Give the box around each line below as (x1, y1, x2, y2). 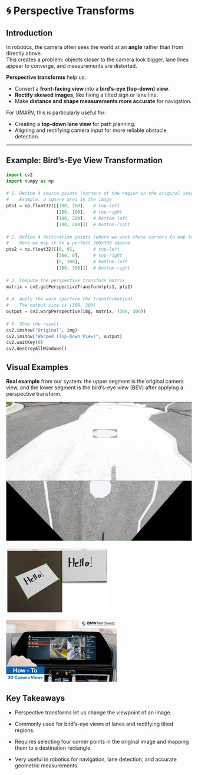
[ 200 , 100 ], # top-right (56, 209, 123, 216)
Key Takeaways (6, 693, 65, 703)
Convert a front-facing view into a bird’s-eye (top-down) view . (14, 85, 170, 92)
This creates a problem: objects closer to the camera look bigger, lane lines (6, 56, 189, 63)
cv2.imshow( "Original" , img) (6, 327, 78, 333)
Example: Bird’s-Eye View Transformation (6, 155, 163, 165)
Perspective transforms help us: (6, 74, 87, 81)
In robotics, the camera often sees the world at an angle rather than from (6, 44, 184, 51)
